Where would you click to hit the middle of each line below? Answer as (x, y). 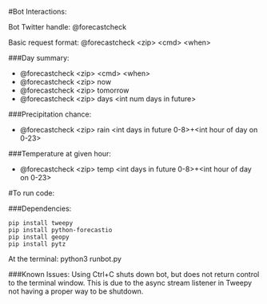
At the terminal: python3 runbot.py (65, 259)
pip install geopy (39, 237)
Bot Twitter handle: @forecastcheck (67, 27)
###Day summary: (39, 58)
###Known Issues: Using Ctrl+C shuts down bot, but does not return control (134, 274)
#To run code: (32, 193)
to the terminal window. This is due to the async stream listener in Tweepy (130, 283)
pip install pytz (37, 244)
